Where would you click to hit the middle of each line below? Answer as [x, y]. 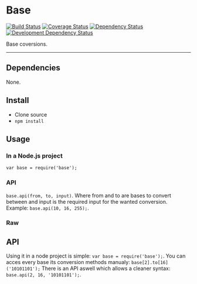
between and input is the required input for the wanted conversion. [87, 201]
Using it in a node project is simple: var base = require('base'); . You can [96, 256]
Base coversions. [27, 44]
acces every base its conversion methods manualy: [68, 262]
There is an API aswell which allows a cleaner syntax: [106, 268]
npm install [29, 121]
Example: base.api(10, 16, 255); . [47, 208]
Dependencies [33, 68]
